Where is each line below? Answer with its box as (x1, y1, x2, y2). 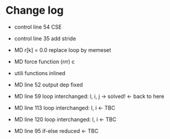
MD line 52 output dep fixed (14, 81, 83, 88)
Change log (5, 4, 64, 17)
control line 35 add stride (14, 35, 76, 42)
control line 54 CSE (14, 23, 62, 30)
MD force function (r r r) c (14, 58, 75, 65)
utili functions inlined (14, 69, 66, 76)
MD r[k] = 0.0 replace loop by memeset (14, 46, 112, 54)
